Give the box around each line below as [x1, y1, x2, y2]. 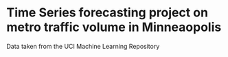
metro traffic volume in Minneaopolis [6, 19, 222, 35]
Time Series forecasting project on [6, 5, 209, 21]
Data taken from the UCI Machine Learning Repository [6, 42, 160, 50]
